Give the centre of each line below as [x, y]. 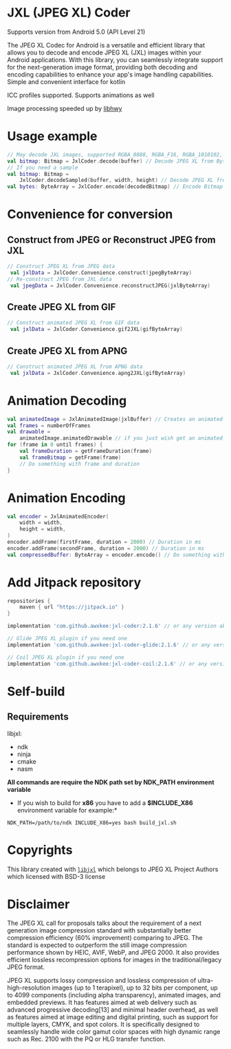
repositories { [29, 601]
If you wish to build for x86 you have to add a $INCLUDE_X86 [105, 803]
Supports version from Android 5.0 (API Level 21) [76, 32]
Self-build [36, 691]
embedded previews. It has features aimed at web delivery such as [102, 1002]
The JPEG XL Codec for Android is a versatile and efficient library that [106, 45]
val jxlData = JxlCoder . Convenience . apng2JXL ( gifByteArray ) [98, 373]
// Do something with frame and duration [79, 464]
